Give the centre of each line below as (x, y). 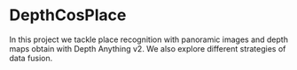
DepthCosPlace (68, 15)
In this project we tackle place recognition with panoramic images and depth (148, 39)
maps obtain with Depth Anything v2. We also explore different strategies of (148, 48)
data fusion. (31, 58)
